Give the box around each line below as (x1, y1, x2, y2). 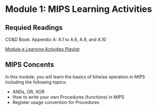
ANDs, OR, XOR (12, 89, 45, 95)
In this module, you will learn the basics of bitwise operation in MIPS (5, 74, 146, 80)
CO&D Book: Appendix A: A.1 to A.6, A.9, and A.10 (5, 36, 106, 42)
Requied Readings (5, 23, 63, 32)
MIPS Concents (5, 61, 54, 69)
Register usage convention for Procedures (12, 99, 100, 105)
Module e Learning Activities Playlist (5, 46, 80, 52)
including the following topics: (5, 79, 67, 85)
